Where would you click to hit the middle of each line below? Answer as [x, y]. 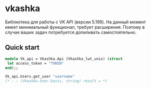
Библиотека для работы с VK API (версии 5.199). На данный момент [75, 22]
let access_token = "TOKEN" [35, 63]
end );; [12, 68]
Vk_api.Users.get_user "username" [40, 77]
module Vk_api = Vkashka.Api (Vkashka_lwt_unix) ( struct [64, 59]
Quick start [22, 47]
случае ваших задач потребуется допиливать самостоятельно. [71, 32]
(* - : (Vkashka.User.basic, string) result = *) [56, 81]
